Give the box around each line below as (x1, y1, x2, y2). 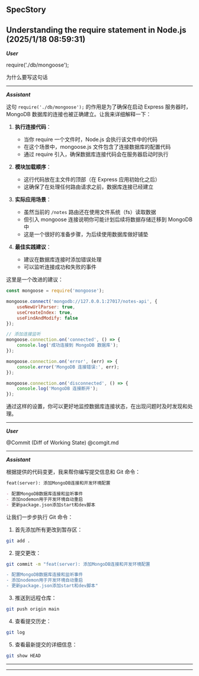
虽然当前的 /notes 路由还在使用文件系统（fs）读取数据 (23, 209, 156, 216)
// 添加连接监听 (6, 331, 41, 337)
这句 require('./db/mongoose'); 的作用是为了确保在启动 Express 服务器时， (6, 103, 191, 110)
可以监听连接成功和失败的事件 (23, 263, 97, 270)
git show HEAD (6, 652, 41, 659)
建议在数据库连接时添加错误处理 (23, 256, 102, 263)
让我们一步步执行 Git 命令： (6, 513, 73, 521)
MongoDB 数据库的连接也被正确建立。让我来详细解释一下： (6, 111, 152, 118)
